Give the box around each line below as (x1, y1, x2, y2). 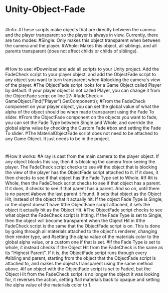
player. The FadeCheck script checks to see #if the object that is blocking (5, 164, 157, 170)
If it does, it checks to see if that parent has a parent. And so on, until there (5, 185, 160, 191)
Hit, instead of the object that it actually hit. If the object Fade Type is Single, (5, 196, 163, 202)
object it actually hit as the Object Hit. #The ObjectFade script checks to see (5, 207, 163, 213)
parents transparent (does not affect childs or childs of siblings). (5, 48, 138, 54)
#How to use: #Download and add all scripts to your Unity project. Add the (5, 66, 159, 72)
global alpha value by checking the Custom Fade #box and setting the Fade (5, 125, 161, 131)
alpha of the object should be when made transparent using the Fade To (5, 108, 154, 114)
